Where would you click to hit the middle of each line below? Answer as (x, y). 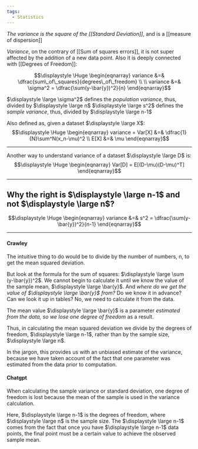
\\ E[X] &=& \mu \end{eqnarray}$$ (128, 138)
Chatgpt (17, 378)
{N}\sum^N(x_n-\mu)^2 (57, 138)
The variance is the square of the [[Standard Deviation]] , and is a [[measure (99, 33)
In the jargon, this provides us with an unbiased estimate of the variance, (95, 352)
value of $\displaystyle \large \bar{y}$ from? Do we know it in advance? (94, 293)
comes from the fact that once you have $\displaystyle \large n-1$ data (93, 427)
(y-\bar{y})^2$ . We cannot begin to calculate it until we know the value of (95, 280)
